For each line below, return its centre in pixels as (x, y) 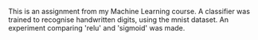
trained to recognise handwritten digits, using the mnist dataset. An (119, 20)
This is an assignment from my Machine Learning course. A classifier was (129, 11)
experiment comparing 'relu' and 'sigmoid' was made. (97, 28)
